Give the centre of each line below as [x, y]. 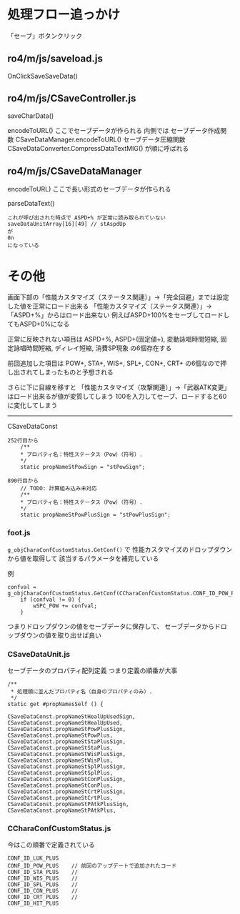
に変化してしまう [32, 405]
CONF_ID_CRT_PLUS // [43, 898]
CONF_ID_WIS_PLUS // [43, 879]
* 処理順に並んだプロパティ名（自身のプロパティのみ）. [81, 691]
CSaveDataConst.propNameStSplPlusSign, [67, 766]
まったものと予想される [79, 372]
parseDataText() [31, 204]
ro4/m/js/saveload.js [55, 59]
